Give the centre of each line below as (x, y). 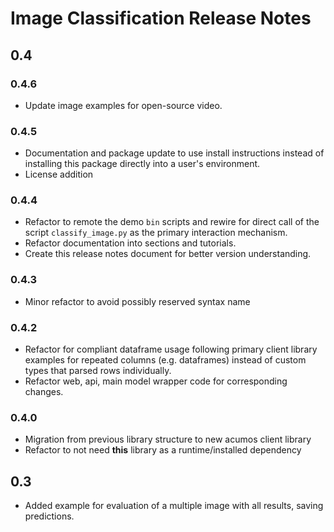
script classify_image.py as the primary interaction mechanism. (156, 233)
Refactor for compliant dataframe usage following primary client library (171, 349)
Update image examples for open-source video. (123, 105)
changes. (44, 392)
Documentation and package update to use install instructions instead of (174, 153)
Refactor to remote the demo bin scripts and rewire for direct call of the (172, 222)
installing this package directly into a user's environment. (142, 164)
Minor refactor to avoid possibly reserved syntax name (137, 301)
